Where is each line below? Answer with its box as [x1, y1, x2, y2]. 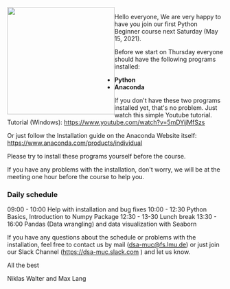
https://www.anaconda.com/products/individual [7, 139, 143, 147]
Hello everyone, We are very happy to [114, 13, 222, 21]
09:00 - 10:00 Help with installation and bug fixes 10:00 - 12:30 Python [7, 205, 207, 213]
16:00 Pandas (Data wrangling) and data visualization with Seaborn [7, 220, 197, 229]
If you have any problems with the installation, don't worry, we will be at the [7, 165, 221, 174]
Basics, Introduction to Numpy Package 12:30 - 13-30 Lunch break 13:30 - [7, 213, 218, 221]
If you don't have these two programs [114, 96, 221, 104]
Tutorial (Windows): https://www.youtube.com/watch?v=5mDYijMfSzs [7, 118, 205, 126]
